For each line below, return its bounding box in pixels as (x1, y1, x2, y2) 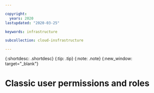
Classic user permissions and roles (5, 78, 150, 89)
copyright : (5, 11, 27, 16)
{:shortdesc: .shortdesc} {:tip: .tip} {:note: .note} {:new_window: (5, 56, 133, 61)
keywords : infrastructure (5, 29, 57, 34)
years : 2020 (9, 16, 34, 21)
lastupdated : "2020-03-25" (5, 20, 60, 25)
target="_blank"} (5, 61, 39, 67)
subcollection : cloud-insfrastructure (5, 38, 84, 43)
